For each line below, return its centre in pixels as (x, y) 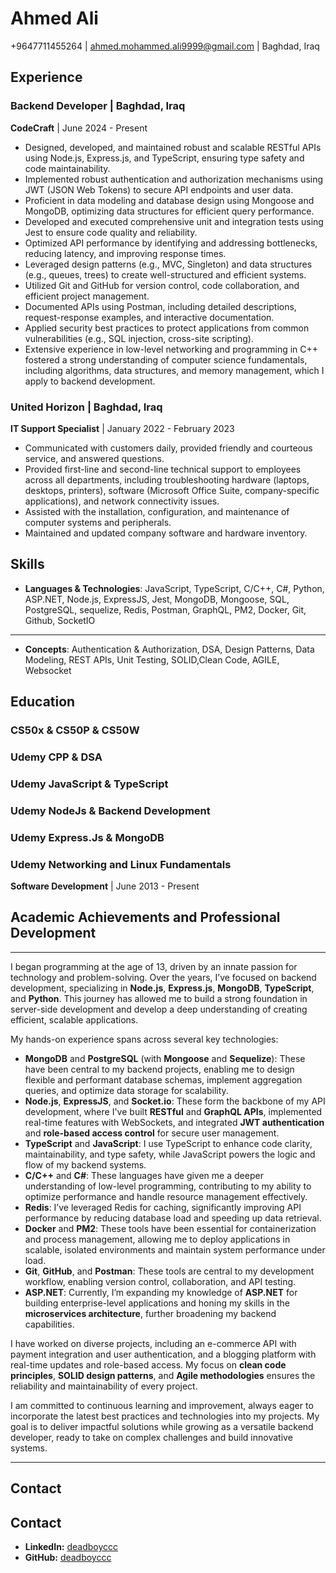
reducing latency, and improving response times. (125, 253)
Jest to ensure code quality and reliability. (111, 232)
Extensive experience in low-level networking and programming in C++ (171, 349)
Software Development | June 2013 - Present (105, 886)
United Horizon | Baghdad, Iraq (86, 407)
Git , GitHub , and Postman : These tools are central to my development (169, 1271)
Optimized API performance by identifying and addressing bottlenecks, (171, 243)
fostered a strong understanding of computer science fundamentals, (166, 359)
